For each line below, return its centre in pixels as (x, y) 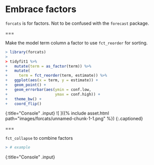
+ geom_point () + (26, 85)
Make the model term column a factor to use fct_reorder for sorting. (76, 43)
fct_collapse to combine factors (39, 138)
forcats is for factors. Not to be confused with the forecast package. (77, 23)
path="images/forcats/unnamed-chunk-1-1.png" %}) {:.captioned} (74, 119)
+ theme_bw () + (23, 99)
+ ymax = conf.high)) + (53, 94)
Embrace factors (41, 9)
